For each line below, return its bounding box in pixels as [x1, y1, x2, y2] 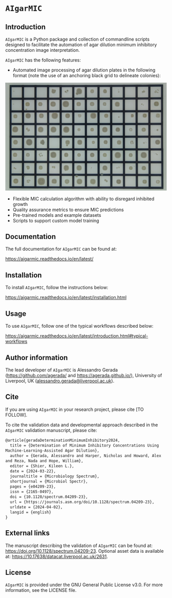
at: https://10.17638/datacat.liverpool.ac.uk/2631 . [5, 553, 109, 559]
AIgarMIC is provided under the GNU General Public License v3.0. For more [5, 582, 163, 588]
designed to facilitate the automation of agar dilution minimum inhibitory [5, 42, 157, 48]
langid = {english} [10, 510, 52, 515]
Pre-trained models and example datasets [12, 212, 101, 218]
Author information [5, 353, 68, 362]
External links [5, 529, 50, 537]
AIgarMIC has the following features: [5, 57, 81, 63]
